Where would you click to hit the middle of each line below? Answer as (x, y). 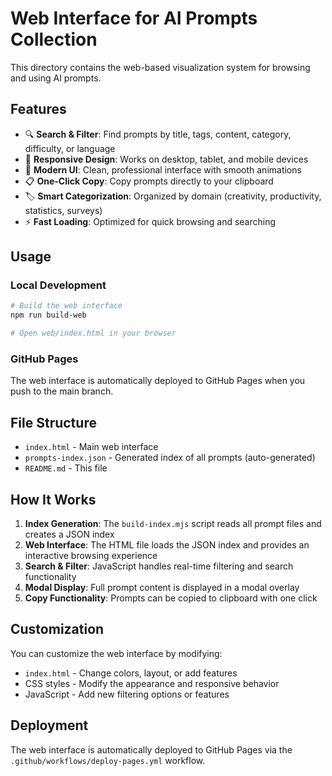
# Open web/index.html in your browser (93, 333)
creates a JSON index (69, 534)
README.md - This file (66, 468)
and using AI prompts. (56, 78)
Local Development (58, 285)
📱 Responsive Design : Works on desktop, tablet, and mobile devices (166, 159)
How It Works (53, 499)
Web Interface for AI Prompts (134, 18)
